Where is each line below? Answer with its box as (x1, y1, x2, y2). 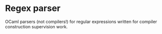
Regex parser (5, 3, 61, 14)
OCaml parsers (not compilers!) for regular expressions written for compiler (5, 19, 158, 24)
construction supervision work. (5, 23, 68, 29)
